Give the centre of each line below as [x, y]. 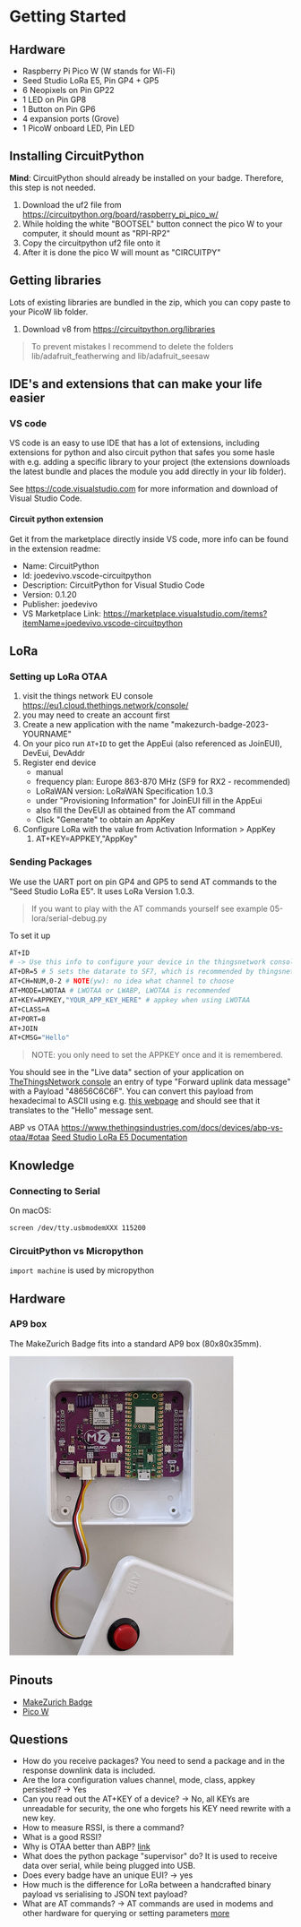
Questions [39, 1739]
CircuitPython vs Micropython [77, 1251]
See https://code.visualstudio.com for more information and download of [144, 489]
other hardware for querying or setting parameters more [126, 1914]
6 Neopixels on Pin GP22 [68, 90]
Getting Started [68, 17]
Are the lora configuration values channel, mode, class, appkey [138, 1780]
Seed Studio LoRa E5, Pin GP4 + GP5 [90, 81]
